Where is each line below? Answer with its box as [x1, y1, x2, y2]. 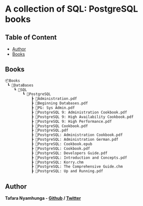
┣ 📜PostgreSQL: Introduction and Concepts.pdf [31, 155, 127, 160]
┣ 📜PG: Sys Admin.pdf [31, 106, 75, 111]
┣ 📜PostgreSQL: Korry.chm [31, 160, 84, 165]
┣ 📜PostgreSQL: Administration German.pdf [31, 137, 119, 142]
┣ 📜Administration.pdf [31, 96, 77, 101]
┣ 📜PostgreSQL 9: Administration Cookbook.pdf [31, 110, 127, 115]
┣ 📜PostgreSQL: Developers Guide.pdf [31, 150, 108, 155]
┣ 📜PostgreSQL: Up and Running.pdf [31, 169, 104, 174]
